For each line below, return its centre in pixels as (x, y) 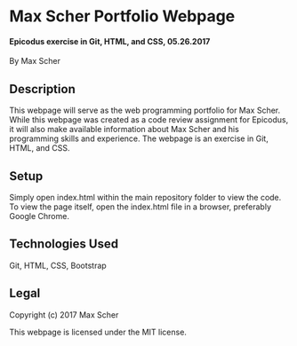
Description (42, 89)
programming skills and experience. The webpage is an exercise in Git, (139, 138)
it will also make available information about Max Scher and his (124, 130)
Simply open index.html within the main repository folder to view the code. (145, 198)
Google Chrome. (39, 216)
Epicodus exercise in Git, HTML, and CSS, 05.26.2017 (110, 41)
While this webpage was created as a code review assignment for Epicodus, (149, 120)
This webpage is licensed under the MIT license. (98, 332)
